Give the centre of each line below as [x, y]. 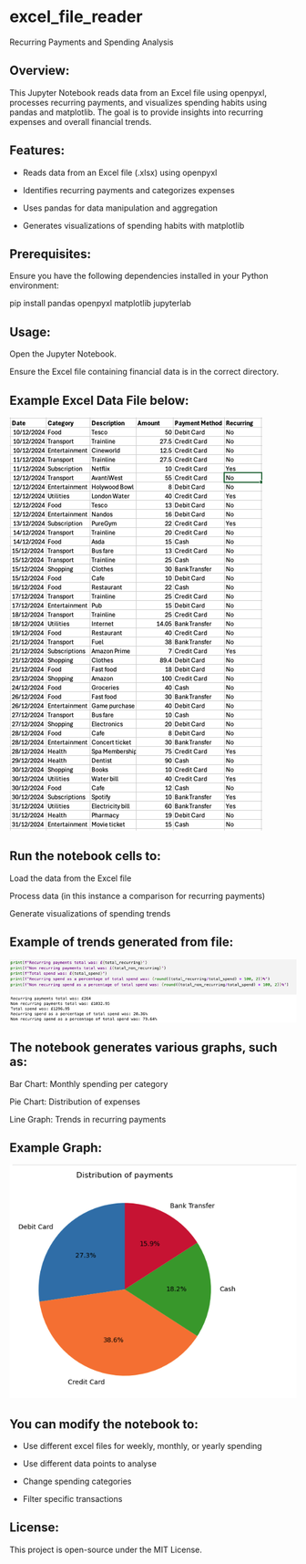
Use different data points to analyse [90, 1463]
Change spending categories [77, 1481]
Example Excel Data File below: [99, 400]
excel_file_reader [76, 17]
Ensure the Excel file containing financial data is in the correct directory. [144, 372]
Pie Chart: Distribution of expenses [75, 1102]
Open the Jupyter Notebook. [63, 354]
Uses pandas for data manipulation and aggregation [120, 208]
